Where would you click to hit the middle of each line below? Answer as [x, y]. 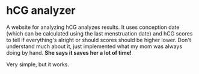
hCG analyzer [41, 11]
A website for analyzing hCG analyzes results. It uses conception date [93, 27]
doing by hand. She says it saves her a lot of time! [69, 52]
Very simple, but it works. [38, 64]
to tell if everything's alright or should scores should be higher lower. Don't [99, 40]
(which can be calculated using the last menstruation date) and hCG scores [99, 33]
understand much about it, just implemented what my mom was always [94, 46]
